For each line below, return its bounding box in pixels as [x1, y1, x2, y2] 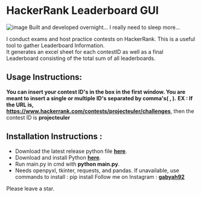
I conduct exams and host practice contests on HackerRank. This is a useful [6, 35, 195, 42]
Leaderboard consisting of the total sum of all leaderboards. [6, 54, 156, 62]
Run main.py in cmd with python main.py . [14, 160, 120, 167]
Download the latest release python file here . [14, 147, 127, 155]
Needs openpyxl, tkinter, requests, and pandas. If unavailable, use [14, 167, 180, 174]
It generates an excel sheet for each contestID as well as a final [6, 48, 164, 55]
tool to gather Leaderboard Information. [6, 42, 105, 49]
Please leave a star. [6, 185, 55, 192]
